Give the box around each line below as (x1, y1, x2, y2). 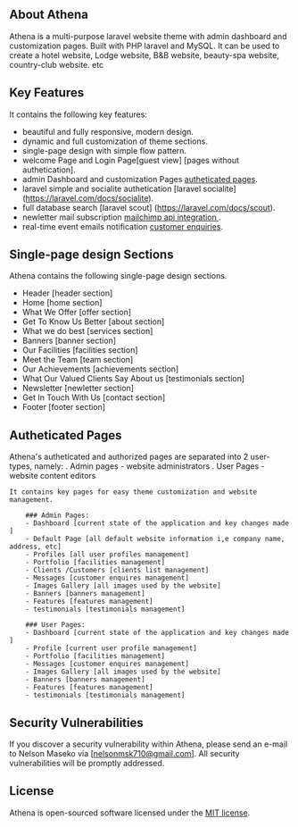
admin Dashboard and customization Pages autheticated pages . (21, 173, 259, 184)
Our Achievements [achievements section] (21, 363, 179, 374)
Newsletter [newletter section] (21, 383, 135, 394)
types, (9, 461, 33, 472)
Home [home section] (21, 297, 103, 308)
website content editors (9, 471, 96, 481)
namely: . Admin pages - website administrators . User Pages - (34, 461, 265, 472)
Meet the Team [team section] (21, 355, 134, 365)
